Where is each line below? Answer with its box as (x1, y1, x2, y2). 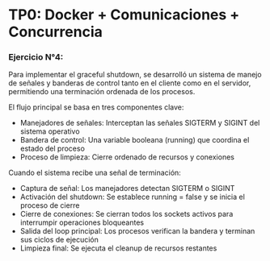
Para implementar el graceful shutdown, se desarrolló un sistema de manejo (8, 70, 262, 80)
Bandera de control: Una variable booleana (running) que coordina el (19, 135, 250, 145)
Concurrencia (8, 23, 103, 41)
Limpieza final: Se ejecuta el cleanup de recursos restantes (19, 243, 217, 253)
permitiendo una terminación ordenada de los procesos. (8, 87, 196, 97)
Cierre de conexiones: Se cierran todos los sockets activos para (19, 209, 234, 219)
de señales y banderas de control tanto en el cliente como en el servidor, (8, 78, 251, 88)
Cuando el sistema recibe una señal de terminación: (8, 168, 182, 178)
